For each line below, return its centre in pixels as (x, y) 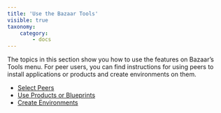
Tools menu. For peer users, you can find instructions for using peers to (110, 67)
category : (34, 33)
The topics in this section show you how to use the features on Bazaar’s (111, 59)
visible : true (28, 20)
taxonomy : (22, 27)
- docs (42, 40)
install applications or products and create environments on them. (102, 75)
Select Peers (36, 88)
